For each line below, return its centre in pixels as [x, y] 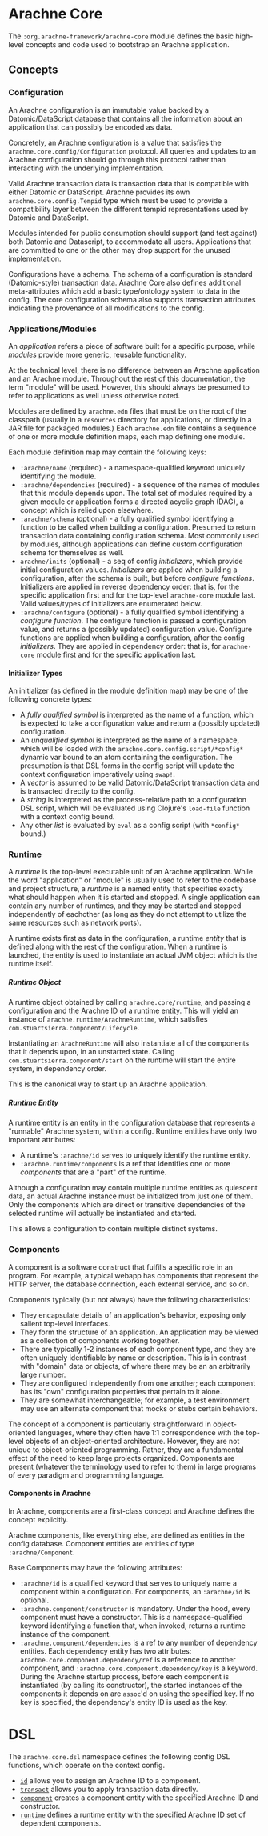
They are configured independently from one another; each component [138, 1383]
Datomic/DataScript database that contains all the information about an [125, 118]
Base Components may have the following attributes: [95, 1567]
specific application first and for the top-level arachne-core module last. [138, 595]
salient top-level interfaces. [65, 1323]
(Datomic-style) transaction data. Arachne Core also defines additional [125, 282]
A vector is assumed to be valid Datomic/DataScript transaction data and [140, 783]
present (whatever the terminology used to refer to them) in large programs [132, 1466]
